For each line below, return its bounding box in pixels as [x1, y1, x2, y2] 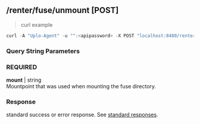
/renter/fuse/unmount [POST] [6, 5, 119, 15]
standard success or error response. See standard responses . [6, 111, 159, 119]
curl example [20, 21, 53, 28]
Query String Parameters [6, 46, 80, 55]
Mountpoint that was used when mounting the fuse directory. [6, 82, 157, 89]
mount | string [6, 76, 42, 83]
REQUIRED [6, 63, 37, 71]
